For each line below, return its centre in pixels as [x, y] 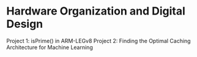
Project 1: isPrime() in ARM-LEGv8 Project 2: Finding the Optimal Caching [98, 41]
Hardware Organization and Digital [96, 11]
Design [25, 24]
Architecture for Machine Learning [50, 47]
